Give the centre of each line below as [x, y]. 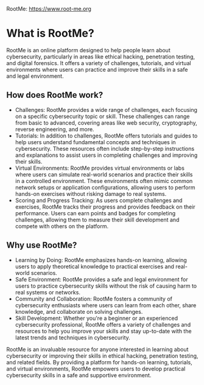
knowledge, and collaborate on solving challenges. [79, 311]
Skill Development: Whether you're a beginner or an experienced [97, 318]
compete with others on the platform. [62, 226]
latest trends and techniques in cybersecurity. [73, 338]
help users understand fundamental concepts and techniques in [95, 142]
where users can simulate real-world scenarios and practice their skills [104, 174]
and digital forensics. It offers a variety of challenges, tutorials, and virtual [99, 63]
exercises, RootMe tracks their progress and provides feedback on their [105, 207]
